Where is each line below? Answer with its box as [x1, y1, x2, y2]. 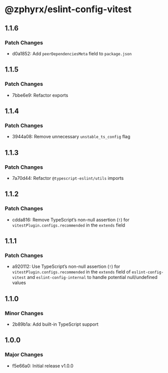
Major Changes [5, 351, 44, 358]
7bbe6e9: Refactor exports [12, 92, 69, 98]
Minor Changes [5, 309, 44, 317]
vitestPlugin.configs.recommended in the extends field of [12, 269, 131, 275]
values [12, 279, 26, 286]
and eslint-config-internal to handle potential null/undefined [27, 274, 158, 281]
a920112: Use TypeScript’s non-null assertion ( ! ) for [12, 263, 120, 270]
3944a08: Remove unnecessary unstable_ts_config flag [12, 134, 131, 140]
